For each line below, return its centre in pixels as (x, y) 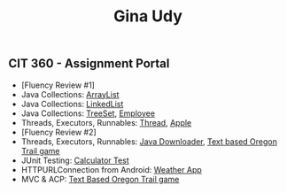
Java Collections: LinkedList (72, 104)
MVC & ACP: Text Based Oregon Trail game (100, 179)
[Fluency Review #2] (58, 132)
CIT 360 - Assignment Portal (89, 64)
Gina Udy (148, 16)
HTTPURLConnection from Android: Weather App (112, 169)
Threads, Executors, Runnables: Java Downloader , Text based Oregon (149, 141)
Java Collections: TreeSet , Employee (88, 113)
